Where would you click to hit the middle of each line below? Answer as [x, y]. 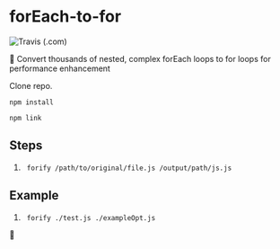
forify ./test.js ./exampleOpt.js [91, 218]
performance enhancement [60, 68]
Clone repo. [31, 85]
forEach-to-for [66, 17]
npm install [31, 102]
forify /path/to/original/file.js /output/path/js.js [129, 168]
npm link [26, 118]
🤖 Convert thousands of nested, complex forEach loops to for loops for [140, 58]
